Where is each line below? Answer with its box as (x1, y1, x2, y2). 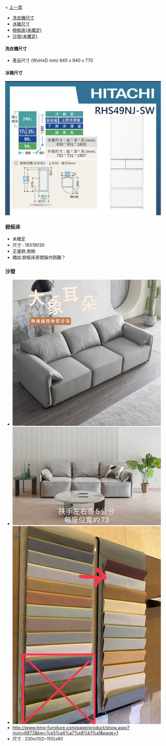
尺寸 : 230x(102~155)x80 (12, 736, 63, 742)
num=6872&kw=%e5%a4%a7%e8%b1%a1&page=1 (12, 730, 119, 736)
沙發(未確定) (12, 34, 38, 39)
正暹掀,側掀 (12, 248, 36, 254)
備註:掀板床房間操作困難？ (12, 254, 66, 260)
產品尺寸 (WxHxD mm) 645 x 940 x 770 (12, 57, 93, 63)
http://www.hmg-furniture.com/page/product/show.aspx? (12, 724, 130, 730)
